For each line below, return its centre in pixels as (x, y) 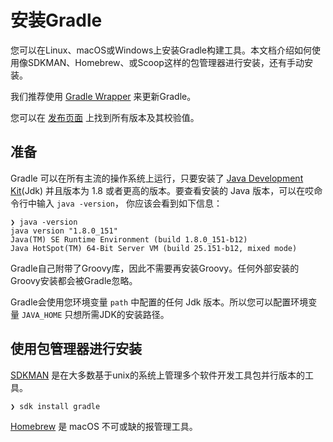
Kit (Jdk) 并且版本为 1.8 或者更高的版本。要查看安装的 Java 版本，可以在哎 (162, 190)
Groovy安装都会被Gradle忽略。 (74, 280)
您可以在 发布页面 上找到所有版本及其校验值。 (105, 117)
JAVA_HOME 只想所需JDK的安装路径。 (95, 314)
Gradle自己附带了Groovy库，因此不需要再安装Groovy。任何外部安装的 (155, 268)
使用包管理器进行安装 (76, 349)
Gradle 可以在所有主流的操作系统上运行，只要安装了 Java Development (157, 178)
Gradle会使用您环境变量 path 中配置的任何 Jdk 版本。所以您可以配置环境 (159, 302)
